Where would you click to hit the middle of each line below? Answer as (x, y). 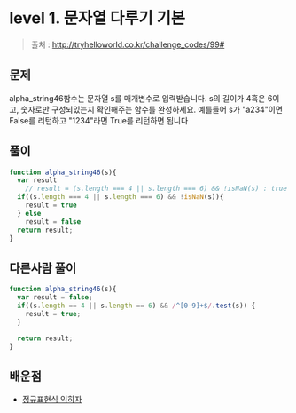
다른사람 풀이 (43, 268)
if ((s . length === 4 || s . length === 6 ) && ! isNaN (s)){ (121, 197)
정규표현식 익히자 (52, 400)
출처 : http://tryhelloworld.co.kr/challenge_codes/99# (128, 44)
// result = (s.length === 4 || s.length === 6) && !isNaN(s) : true (156, 189)
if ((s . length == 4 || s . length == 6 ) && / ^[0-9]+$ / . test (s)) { (136, 306)
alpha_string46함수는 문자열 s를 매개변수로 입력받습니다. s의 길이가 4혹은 (137, 98)
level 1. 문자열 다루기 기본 (97, 18)
